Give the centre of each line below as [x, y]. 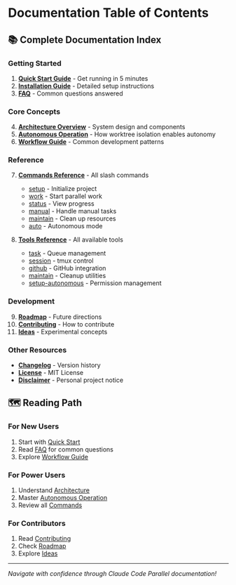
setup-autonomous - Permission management [95, 283]
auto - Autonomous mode [65, 226]
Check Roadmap [42, 546]
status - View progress [61, 204]
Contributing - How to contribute [66, 324]
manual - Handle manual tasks [72, 211]
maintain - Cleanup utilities [67, 276]
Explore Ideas [38, 553]
